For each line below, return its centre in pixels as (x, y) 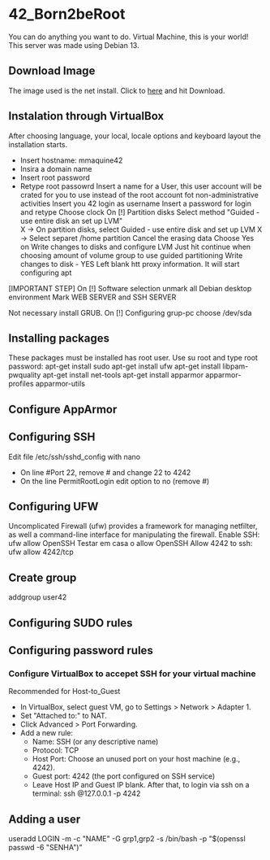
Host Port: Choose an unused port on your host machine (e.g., (136, 759)
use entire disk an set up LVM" (71, 220)
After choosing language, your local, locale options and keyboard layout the (135, 136)
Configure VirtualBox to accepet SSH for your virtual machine (132, 674)
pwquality (25, 375)
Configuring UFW (54, 506)
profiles (21, 384)
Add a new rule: (47, 733)
